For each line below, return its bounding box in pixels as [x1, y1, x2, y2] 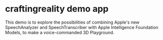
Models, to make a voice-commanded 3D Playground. [5, 29, 115, 35]
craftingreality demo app [5, 3, 109, 14]
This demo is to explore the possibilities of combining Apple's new [5, 19, 140, 25]
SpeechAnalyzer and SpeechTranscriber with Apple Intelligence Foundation [5, 24, 159, 30]
